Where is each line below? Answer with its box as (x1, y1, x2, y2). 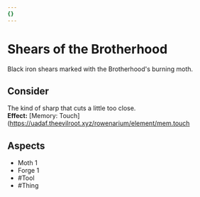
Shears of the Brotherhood (7, 41, 168, 57)
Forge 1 (17, 166, 40, 175)
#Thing (17, 181, 39, 190)
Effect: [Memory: (7, 112, 58, 120)
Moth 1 (17, 159, 38, 167)
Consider (7, 85, 50, 97)
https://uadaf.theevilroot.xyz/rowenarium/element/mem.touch (9, 119, 190, 128)
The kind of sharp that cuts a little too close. (7, 104, 136, 112)
